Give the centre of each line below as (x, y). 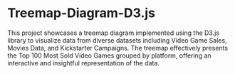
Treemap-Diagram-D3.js (81, 13)
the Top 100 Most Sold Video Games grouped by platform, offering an (109, 55)
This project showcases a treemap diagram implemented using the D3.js (113, 33)
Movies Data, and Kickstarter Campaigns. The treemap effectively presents (118, 48)
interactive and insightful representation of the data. (84, 63)
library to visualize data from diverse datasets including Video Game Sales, (117, 40)
